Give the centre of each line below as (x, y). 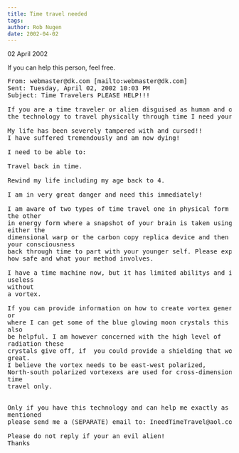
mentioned (24, 415)
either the (26, 230)
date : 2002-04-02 (33, 34)
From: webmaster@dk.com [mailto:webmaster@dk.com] (97, 81)
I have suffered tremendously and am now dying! (94, 138)
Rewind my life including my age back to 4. (86, 181)
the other (24, 216)
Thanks (19, 443)
